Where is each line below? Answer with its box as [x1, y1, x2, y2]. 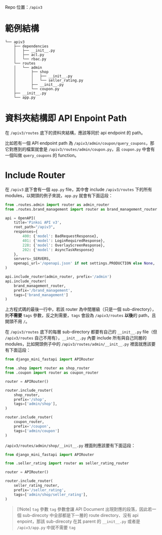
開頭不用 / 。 [5, 318, 30, 324]
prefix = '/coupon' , [14, 424, 51, 429]
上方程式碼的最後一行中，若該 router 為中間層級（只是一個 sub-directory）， [5, 306, 157, 312]
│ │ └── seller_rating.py [14, 78, 83, 83]
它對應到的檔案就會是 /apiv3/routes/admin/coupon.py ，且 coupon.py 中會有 [5, 146, 155, 152]
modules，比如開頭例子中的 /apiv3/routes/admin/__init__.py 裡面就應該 [5, 341, 152, 347]
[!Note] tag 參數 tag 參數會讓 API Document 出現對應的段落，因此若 [16, 506, 152, 512]
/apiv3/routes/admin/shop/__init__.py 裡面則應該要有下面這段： [5, 442, 136, 448]
